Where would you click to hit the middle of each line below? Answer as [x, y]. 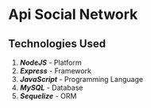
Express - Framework [55, 71]
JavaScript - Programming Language [81, 79]
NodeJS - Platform [50, 62]
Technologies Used [57, 44]
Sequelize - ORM [48, 96]
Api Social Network [73, 15]
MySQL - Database [51, 88]
